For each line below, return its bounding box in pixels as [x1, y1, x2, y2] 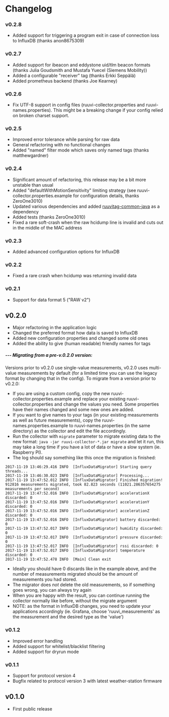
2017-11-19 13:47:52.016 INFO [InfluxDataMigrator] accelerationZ [5, 509, 150, 514]
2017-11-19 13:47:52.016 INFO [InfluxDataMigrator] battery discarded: [5, 517, 161, 522]
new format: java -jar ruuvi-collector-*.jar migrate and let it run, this [12, 439, 164, 445]
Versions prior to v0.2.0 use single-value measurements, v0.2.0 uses [5, 365, 148, 371]
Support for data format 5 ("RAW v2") [12, 296, 91, 302]
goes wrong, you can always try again [12, 587, 92, 593]
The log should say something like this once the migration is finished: [12, 455, 156, 461]
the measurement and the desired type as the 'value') [12, 614, 124, 620]
